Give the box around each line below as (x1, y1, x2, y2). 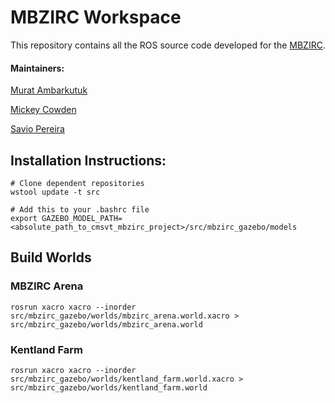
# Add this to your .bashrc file (10, 204, 150, 215)
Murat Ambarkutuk (10, 84, 88, 96)
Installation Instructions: (10, 152, 167, 169)
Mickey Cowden (10, 104, 77, 116)
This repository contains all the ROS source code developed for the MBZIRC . (10, 39, 326, 51)
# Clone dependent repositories (10, 178, 145, 188)
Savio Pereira (10, 123, 65, 135)
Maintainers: (10, 62, 65, 74)
